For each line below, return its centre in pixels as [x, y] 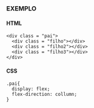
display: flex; [31, 89]
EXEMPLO [22, 9]
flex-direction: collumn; [45, 95]
